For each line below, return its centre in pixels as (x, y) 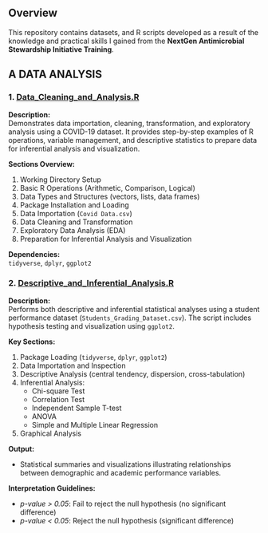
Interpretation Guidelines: (52, 488)
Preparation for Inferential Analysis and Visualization (106, 239)
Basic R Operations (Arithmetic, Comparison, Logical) (107, 188)
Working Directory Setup (61, 180)
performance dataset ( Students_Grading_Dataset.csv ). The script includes (130, 318)
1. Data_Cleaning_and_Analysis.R (74, 97)
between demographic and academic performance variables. (120, 472)
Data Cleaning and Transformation (76, 222)
